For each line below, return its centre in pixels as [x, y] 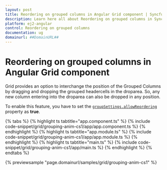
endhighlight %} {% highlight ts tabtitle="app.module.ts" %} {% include [78, 131]
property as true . [23, 112]
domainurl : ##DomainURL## [32, 38]
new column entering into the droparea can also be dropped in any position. [83, 97]
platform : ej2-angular [29, 24]
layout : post [19, 10]
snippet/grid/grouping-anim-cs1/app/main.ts [51, 147]
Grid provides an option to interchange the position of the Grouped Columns [83, 86]
